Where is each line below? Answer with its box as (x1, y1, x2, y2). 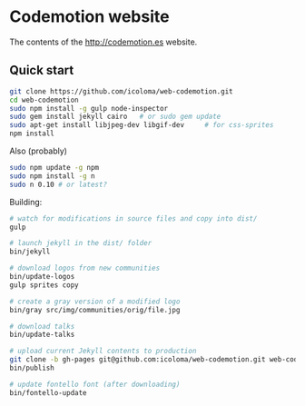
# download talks (9, 322, 75, 331)
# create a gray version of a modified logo (9, 297, 181, 306)
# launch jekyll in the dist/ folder (9, 239, 152, 248)
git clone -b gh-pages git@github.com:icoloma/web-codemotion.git (9, 355, 266, 364)
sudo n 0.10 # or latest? (9, 180, 107, 189)
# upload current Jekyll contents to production (9, 347, 197, 356)
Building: (9, 196, 43, 207)
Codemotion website (9, 6, 170, 27)
